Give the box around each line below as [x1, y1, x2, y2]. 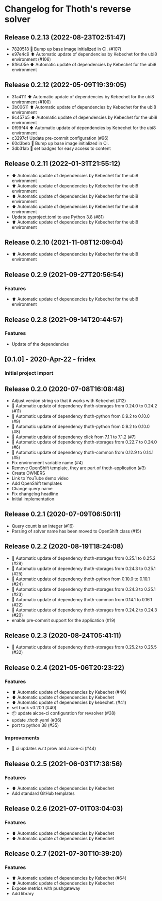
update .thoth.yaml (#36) [11, 717, 62, 723]
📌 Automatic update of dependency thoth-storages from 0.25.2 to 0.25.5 [11, 644, 157, 650]
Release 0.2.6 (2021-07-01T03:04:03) [4, 805, 123, 813]
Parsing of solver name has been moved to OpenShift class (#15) [11, 528, 142, 534]
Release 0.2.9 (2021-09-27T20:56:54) [4, 270, 124, 278]
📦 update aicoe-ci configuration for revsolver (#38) [11, 710, 116, 716]
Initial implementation [11, 496, 55, 502]
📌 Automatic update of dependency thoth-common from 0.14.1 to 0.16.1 [11, 596, 152, 602]
